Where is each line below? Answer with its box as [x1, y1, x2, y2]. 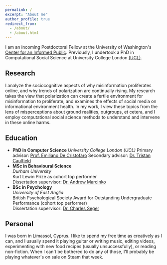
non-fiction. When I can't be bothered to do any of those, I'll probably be [5, 249, 155, 255]
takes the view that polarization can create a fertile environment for [5, 93, 143, 99]
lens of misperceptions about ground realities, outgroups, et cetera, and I [5, 109, 156, 115]
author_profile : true [5, 16, 50, 21]
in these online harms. [5, 119, 51, 125]
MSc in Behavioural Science [12, 163, 72, 169]
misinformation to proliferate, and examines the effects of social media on [5, 98, 157, 104]
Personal [5, 220, 34, 228]
